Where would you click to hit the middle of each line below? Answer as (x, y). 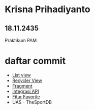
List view (21, 75)
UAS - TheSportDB (32, 102)
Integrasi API (25, 91)
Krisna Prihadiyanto (47, 9)
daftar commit (35, 61)
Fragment (22, 86)
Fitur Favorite (26, 97)
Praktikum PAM (21, 40)
